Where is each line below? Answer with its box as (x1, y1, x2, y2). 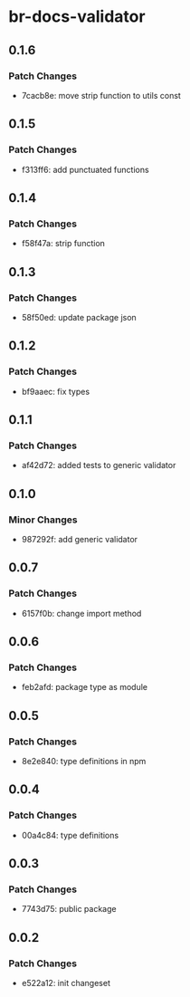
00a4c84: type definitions (21, 829, 119, 840)
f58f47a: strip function (21, 238, 106, 249)
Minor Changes (8, 513, 78, 526)
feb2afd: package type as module (21, 682, 148, 693)
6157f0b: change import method (21, 608, 142, 618)
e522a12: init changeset (21, 978, 110, 989)
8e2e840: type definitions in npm (21, 756, 147, 767)
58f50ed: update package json (21, 312, 137, 322)
